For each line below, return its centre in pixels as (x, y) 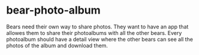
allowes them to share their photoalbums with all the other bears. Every (94, 33)
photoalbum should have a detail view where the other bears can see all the (100, 39)
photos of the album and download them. (57, 46)
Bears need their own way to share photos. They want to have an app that (97, 27)
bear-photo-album (53, 10)
